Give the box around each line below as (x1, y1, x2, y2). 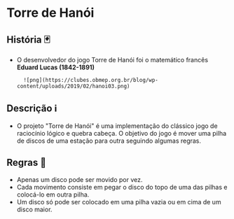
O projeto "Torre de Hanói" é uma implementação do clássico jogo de (16, 121, 218, 130)
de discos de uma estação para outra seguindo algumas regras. (16, 136, 201, 145)
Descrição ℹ (6, 103, 57, 115)
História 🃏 (6, 34, 50, 45)
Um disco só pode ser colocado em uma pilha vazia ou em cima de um (16, 197, 221, 206)
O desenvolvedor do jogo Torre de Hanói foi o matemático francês (16, 56, 208, 64)
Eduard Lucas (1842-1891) (16, 63, 95, 71)
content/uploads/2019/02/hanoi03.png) (16, 83, 130, 90)
